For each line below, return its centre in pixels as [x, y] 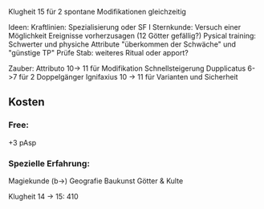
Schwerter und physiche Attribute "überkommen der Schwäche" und [122, 44]
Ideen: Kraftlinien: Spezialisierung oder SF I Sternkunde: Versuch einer [125, 27]
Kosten [26, 102]
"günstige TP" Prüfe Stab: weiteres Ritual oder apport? [98, 53]
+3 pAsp [22, 142]
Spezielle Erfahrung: [49, 163]
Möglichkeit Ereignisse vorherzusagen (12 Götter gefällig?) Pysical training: [132, 36]
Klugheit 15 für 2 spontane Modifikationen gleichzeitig [97, 12]
